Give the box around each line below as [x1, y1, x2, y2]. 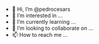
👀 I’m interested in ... [11, 12, 63, 19]
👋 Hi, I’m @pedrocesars [11, 6, 71, 12]
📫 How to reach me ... [11, 32, 68, 38]
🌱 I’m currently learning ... [11, 18, 76, 25]
